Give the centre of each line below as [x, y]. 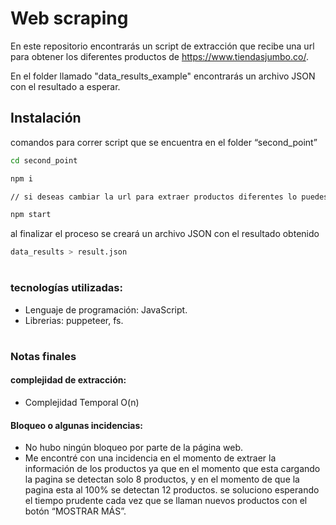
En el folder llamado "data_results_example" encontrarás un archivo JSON [163, 76]
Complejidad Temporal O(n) [82, 403]
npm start [31, 215]
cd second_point [44, 160]
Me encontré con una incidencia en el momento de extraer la [150, 458]
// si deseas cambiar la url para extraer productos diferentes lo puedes [169, 197]
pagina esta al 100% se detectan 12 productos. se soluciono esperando [172, 490]
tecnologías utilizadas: [66, 288]
